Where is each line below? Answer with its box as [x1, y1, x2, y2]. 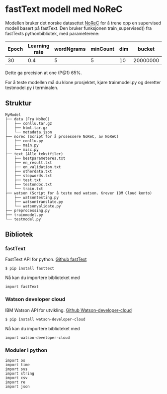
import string [5, 371, 35, 376]
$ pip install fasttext [5, 266, 55, 271]
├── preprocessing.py [5, 208, 50, 213]
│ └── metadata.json [5, 129, 52, 135]
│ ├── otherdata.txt [5, 169, 52, 174]
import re [5, 380, 26, 385]
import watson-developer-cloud [5, 335, 70, 340]
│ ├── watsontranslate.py [5, 199, 64, 204]
